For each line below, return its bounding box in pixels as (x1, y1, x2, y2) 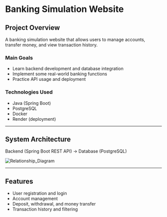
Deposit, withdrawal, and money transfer (12, 201, 96, 207)
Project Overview (5, 23, 60, 32)
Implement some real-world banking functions (12, 71, 107, 77)
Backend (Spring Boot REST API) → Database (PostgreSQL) (5, 148, 127, 154)
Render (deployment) (12, 116, 56, 122)
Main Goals (5, 54, 33, 61)
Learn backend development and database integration (12, 66, 124, 72)
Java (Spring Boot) (12, 100, 51, 106)
